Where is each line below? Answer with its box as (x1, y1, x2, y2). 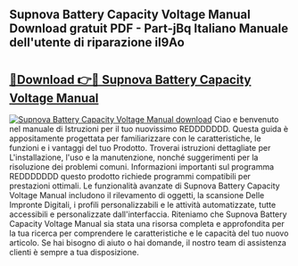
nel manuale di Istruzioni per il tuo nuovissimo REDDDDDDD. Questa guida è (9, 124, 288, 134)
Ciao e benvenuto (213, 114, 279, 124)
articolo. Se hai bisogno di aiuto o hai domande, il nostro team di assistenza (9, 237, 287, 248)
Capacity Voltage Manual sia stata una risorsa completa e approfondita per (9, 219, 286, 229)
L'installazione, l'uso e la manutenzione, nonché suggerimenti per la (9, 152, 259, 162)
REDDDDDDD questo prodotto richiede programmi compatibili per (9, 171, 252, 181)
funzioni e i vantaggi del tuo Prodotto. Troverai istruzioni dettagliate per (9, 143, 271, 153)
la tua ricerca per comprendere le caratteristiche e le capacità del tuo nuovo (9, 228, 289, 238)
